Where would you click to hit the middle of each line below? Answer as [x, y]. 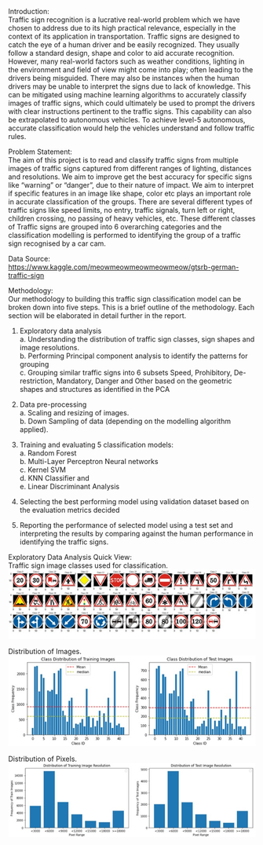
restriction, [37, 381]
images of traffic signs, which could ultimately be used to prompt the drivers [131, 103]
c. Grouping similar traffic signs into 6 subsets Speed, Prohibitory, [126, 373]
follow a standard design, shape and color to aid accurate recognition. [121, 53]
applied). [34, 430]
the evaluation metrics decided [69, 510]
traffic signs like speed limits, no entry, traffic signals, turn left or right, [122, 210]
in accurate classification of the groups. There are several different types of [130, 202]
